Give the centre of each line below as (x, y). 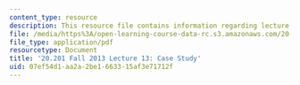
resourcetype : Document (54, 50)
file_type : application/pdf (62, 42)
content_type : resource (54, 17)
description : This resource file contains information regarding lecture (150, 26)
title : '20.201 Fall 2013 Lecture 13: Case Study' (105, 58)
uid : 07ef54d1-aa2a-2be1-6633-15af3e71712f (92, 67)
